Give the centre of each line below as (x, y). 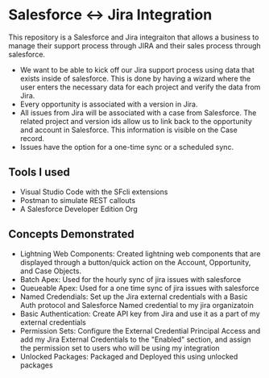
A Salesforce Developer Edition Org (79, 209)
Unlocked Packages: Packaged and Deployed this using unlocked (129, 356)
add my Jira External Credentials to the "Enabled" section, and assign (135, 339)
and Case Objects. (51, 271)
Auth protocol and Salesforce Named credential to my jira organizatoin (137, 305)
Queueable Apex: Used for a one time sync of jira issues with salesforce (139, 288)
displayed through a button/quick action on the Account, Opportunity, (135, 262)
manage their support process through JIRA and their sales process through (135, 45)
